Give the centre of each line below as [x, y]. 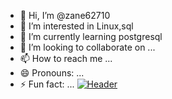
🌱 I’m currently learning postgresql [91, 36]
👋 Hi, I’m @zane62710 [65, 15]
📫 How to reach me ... [66, 58]
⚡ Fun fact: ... [47, 84]
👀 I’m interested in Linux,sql [76, 26]
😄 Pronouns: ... [52, 73]
